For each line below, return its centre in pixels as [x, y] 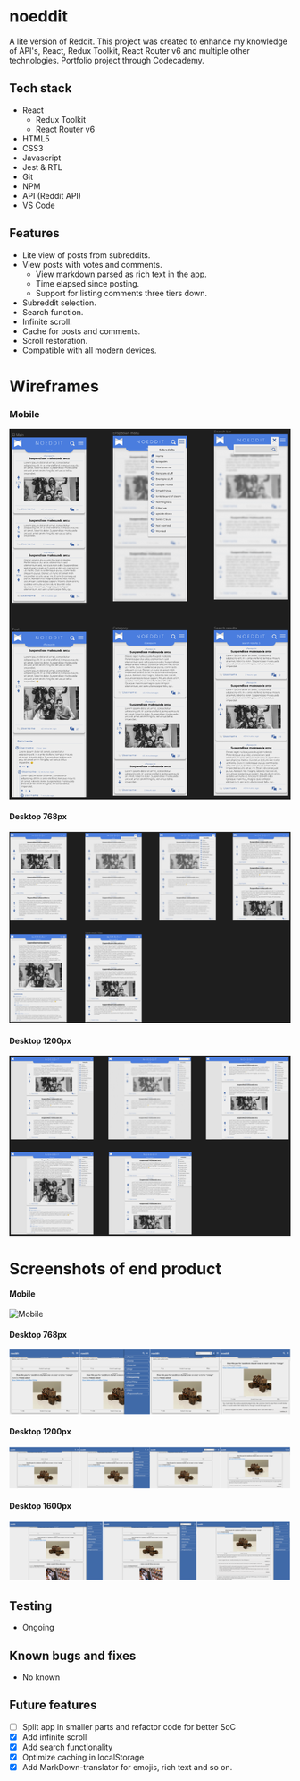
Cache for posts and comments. [81, 331]
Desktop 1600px [40, 1506]
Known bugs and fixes [73, 1655]
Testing [31, 1606]
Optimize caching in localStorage [83, 1757]
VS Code [38, 205]
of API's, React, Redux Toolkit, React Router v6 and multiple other [129, 50]
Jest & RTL [42, 167]
